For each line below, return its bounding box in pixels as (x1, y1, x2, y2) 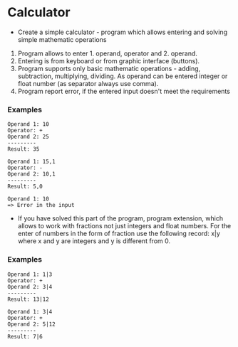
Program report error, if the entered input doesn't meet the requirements (17, 87, 230, 95)
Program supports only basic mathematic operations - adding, (17, 64, 201, 73)
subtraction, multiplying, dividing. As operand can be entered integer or (17, 72, 228, 80)
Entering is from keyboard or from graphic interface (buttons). (17, 56, 200, 65)
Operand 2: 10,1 (7, 171, 56, 178)
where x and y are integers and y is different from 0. (17, 237, 171, 245)
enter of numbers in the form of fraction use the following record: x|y (17, 229, 221, 238)
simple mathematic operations (17, 35, 107, 43)
